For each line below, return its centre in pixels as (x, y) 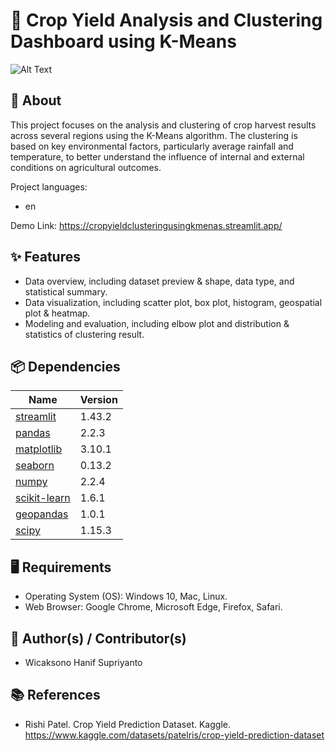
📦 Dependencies (65, 366)
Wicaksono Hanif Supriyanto (83, 662)
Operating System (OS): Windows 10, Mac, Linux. (126, 596)
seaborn (35, 466)
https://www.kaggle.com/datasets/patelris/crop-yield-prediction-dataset (174, 735)
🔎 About (36, 100)
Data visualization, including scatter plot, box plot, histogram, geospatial (173, 302)
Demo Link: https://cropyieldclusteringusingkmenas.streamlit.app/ (146, 225)
